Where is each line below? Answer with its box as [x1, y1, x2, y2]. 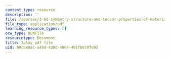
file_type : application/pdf [5, 21, 65, 27]
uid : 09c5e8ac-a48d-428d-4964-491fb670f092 [5, 45, 99, 50]
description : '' [5, 12, 39, 17]
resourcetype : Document [5, 36, 56, 41]
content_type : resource [5, 7, 56, 13]
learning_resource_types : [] [5, 26, 67, 31]
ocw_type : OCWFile [5, 31, 44, 36]
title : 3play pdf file [5, 40, 53, 45]
